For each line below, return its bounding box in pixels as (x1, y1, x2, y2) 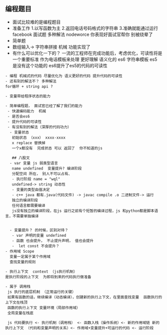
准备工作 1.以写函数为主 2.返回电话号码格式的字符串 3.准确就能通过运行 (12, 25, 159, 31)
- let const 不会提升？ (11, 243, 60, 248)
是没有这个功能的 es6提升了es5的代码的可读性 (12, 62, 108, 68)
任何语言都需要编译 (11, 203, 46, 208)
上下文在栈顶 (5, 300, 28, 305)
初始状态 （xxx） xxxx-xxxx (11, 135, 66, 140)
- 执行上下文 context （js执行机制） (5, 269, 78, 274)
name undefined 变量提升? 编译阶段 (11, 166, 82, 171)
